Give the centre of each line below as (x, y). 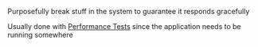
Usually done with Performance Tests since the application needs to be (125, 26)
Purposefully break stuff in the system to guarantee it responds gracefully (129, 11)
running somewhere (40, 35)
